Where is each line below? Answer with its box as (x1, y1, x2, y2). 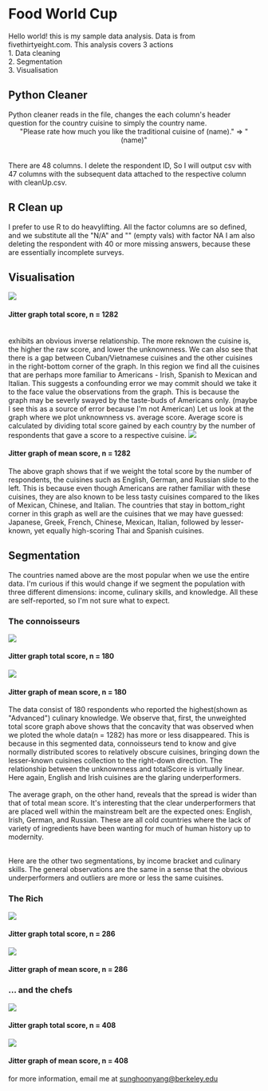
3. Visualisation (8, 65, 58, 74)
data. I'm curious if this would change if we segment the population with (8, 579, 246, 588)
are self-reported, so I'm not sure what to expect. (8, 595, 170, 605)
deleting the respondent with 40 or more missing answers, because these (8, 239, 251, 249)
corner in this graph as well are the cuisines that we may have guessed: (8, 508, 244, 518)
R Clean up (8, 201, 64, 214)
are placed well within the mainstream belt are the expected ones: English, (8, 806, 253, 816)
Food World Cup (8, 5, 118, 23)
